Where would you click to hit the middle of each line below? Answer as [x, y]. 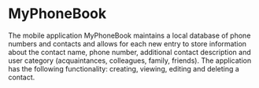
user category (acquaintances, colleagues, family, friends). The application [130, 60]
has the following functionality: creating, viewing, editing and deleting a [124, 68]
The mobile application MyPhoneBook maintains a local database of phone [129, 35]
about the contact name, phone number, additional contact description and [130, 52]
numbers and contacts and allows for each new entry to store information [127, 43]
